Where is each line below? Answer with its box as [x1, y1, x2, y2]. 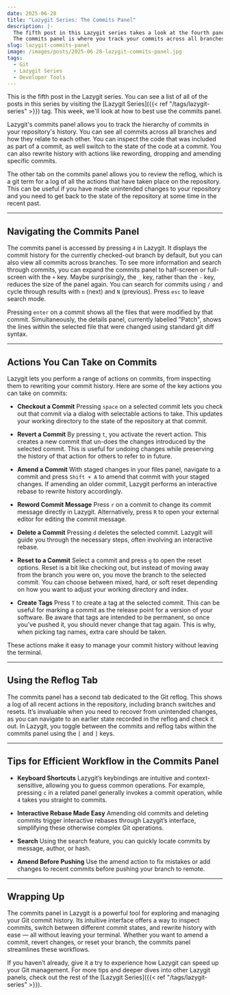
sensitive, [16, 781, 44, 789]
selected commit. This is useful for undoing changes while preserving [16, 445, 214, 453]
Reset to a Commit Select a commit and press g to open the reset [16, 556, 202, 564]
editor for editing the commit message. [16, 515, 127, 523]
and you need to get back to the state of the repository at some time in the [7, 192, 217, 200]
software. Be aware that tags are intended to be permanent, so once [16, 613, 210, 621]
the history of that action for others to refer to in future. [16, 452, 172, 460]
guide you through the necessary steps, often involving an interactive [16, 536, 213, 544]
